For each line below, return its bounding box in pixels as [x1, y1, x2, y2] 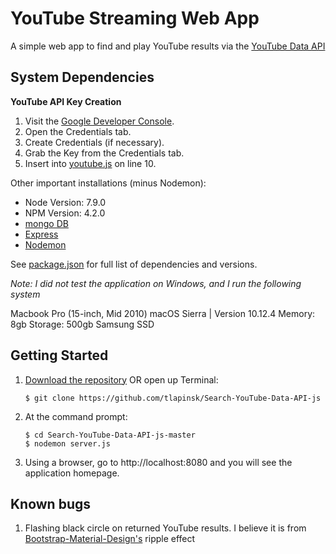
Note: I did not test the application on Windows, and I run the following [10, 277, 302, 289]
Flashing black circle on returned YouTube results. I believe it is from [24, 522, 307, 534]
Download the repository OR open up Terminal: [24, 373, 219, 386]
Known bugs [10, 495, 92, 512]
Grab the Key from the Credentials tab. [24, 147, 185, 159]
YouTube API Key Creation [10, 95, 122, 107]
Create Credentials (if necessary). [24, 136, 165, 148]
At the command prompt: [24, 410, 128, 422]
